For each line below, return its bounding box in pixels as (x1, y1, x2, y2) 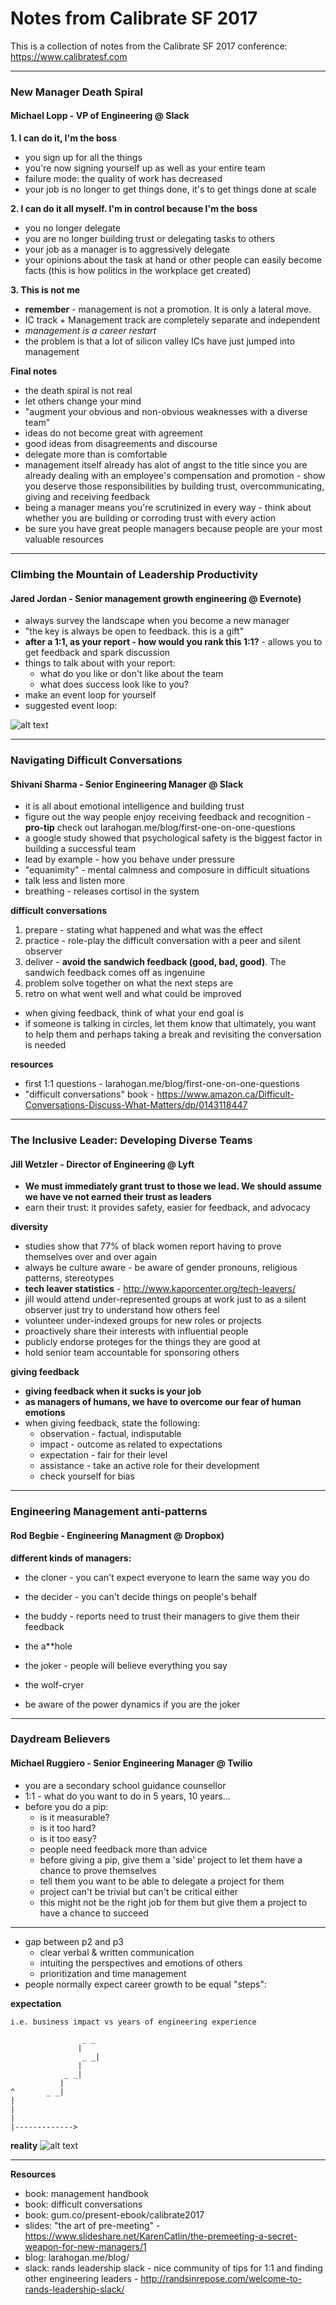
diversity (10, 1221, 49, 1233)
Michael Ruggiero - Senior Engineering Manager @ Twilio (10, 1757, 253, 1769)
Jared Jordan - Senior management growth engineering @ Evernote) (10, 592, 302, 604)
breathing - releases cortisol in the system (24, 885, 200, 897)
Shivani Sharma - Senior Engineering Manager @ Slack (10, 778, 244, 790)
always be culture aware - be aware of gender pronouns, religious (24, 1262, 298, 1274)
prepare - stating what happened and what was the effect (24, 924, 263, 936)
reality (10, 2139, 38, 2151)
